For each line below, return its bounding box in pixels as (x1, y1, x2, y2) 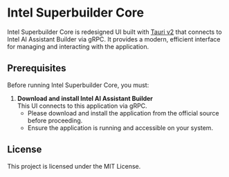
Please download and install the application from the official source (27, 109, 219, 117)
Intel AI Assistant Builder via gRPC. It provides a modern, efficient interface (7, 35, 221, 43)
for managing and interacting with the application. (7, 42, 149, 50)
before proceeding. (27, 116, 83, 124)
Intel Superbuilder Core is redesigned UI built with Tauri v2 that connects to (7, 28, 223, 36)
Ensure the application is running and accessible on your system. (27, 123, 213, 132)
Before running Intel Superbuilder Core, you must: (7, 81, 149, 89)
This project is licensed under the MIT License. (7, 162, 141, 170)
